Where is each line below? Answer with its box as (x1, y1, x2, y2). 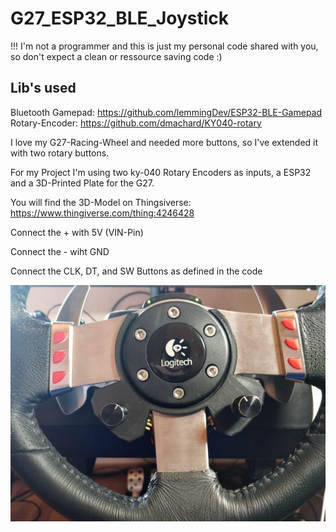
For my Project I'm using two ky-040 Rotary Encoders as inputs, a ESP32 (10, 166, 312, 178)
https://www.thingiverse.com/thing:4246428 (10, 207, 195, 219)
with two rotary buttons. (10, 147, 110, 159)
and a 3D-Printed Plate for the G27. (10, 177, 155, 189)
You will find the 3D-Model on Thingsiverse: (10, 196, 192, 208)
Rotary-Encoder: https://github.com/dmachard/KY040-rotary (10, 117, 262, 129)
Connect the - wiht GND (10, 245, 110, 257)
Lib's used (10, 80, 77, 97)
